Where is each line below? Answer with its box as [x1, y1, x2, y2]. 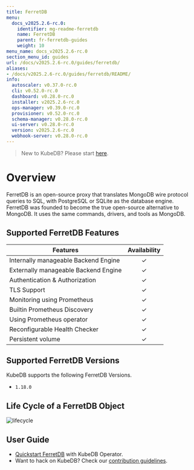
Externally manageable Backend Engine [9, 266, 122, 274]
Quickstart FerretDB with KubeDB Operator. [15, 451, 123, 458]
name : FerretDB [17, 32, 56, 38]
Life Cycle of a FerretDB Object [6, 401, 125, 411]
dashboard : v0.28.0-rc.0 [11, 93, 74, 99]
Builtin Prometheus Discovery [9, 305, 94, 314]
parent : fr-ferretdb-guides [17, 37, 88, 43]
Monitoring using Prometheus [9, 295, 94, 304]
